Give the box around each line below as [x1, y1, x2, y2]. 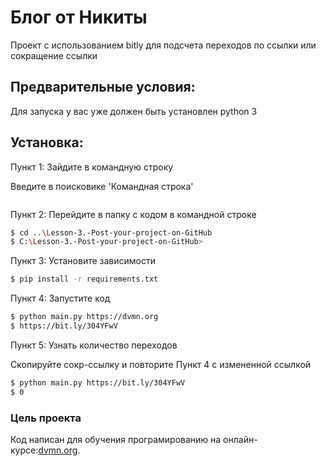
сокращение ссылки [10, 49, 98, 61]
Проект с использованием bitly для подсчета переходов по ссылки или [10, 39, 317, 51]
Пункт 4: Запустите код [10, 292, 111, 305]
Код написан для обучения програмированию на [10, 433, 222, 445]
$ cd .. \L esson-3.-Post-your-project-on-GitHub [10, 227, 213, 238]
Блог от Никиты [10, 6, 148, 29]
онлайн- [223, 433, 258, 445]
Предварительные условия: [10, 79, 196, 96]
